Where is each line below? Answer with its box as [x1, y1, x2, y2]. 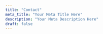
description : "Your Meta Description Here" [5, 16, 99, 21]
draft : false [5, 21, 33, 26]
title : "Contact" [5, 7, 42, 12]
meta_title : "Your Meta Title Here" [5, 12, 83, 17]
